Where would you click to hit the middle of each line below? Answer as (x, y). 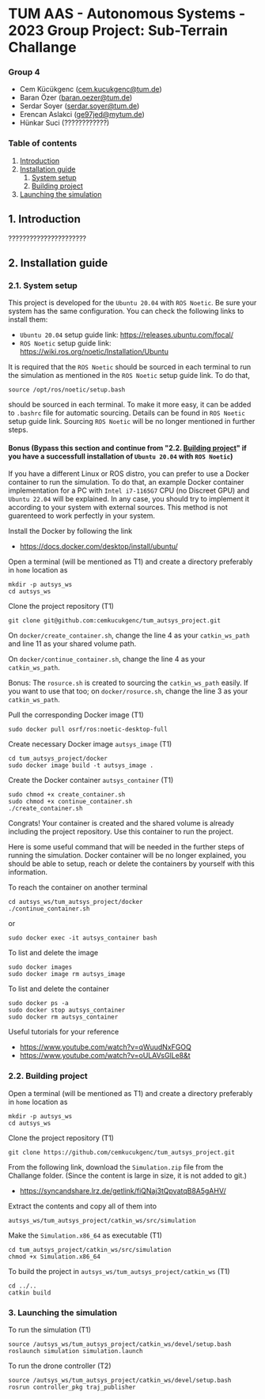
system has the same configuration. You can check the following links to (126, 311)
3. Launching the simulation (62, 1312)
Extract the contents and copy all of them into (82, 1206)
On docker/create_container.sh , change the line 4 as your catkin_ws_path (129, 635)
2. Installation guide (58, 263)
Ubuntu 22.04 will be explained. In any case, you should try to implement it (129, 499)
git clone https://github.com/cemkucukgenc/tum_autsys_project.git (122, 1152)
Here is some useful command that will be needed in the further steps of (127, 847)
